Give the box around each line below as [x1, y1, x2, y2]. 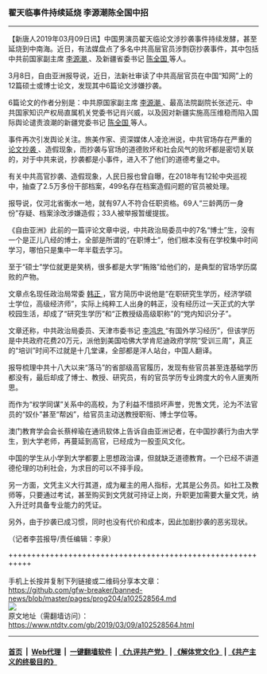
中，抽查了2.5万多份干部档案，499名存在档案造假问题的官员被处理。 [8, 182, 234, 191]
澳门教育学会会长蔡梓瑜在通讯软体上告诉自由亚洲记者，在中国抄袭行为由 [8, 426, 245, 436]
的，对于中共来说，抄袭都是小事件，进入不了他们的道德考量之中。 [8, 155, 224, 164]
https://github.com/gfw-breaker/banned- [8, 586, 143, 595]
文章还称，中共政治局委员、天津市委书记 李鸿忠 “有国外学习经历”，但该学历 [8, 326, 256, 335]
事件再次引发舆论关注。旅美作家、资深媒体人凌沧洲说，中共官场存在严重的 [8, 135, 252, 144]
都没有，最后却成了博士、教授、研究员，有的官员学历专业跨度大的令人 [8, 373, 238, 382]
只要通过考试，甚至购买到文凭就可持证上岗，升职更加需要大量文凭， [29, 490, 252, 500]
